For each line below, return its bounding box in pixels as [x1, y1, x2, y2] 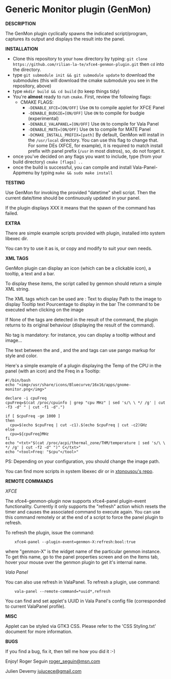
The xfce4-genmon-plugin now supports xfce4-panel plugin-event [5, 498, 146, 504]
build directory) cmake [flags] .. [12, 158, 83, 165]
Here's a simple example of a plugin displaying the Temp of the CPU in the [5, 362, 162, 368]
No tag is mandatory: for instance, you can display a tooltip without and [5, 332, 156, 338]
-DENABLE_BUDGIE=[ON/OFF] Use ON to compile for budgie [28, 110, 145, 116]
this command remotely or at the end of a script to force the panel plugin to [5, 514, 163, 520]
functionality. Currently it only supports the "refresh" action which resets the [5, 503, 166, 509]
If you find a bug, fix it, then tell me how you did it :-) [5, 648, 116, 654]
